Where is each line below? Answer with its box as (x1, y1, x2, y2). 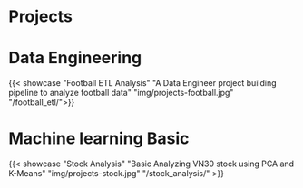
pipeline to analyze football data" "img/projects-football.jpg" (8, 88, 234, 99)
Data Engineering (8, 48, 142, 69)
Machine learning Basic (8, 128, 190, 149)
